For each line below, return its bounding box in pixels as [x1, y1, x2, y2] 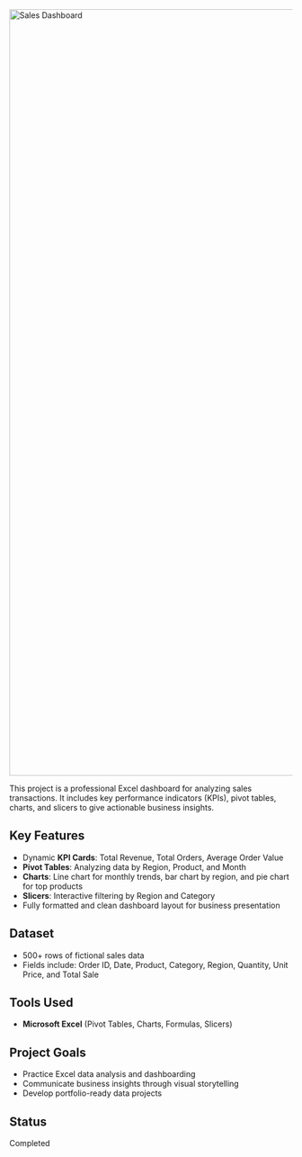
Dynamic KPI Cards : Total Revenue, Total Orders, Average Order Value [22, 852, 284, 863]
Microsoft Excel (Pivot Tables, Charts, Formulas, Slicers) [22, 1018, 233, 1029]
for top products [22, 881, 84, 892]
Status [9, 1114, 48, 1129]
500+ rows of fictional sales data [22, 949, 145, 961]
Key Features [9, 828, 85, 844]
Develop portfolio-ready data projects [22, 1088, 163, 1099]
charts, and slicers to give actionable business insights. [9, 803, 214, 812]
